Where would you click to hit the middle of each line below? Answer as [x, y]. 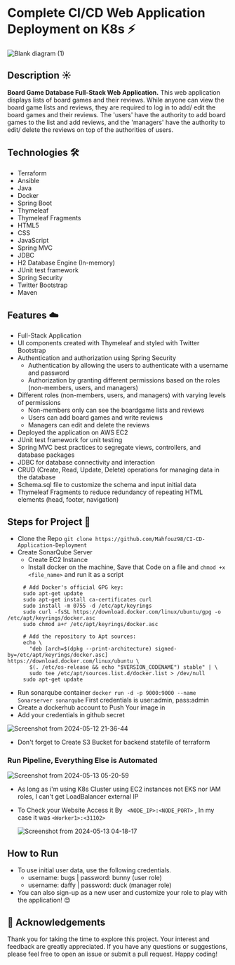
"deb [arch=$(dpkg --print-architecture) [90, 649]
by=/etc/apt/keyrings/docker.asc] [58, 655]
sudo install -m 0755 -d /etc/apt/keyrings [87, 606]
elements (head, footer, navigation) [68, 500]
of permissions [39, 403]
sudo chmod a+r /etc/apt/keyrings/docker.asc [90, 625]
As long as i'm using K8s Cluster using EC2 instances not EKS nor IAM [119, 789]
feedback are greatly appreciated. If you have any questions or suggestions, [117, 947]
